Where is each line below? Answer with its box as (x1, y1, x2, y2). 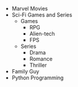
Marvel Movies (11, 5, 48, 12)
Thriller (29, 62, 47, 69)
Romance (29, 56, 53, 62)
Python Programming (11, 74, 64, 81)
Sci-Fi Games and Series (11, 11, 73, 18)
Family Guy (11, 68, 40, 75)
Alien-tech (29, 30, 55, 37)
